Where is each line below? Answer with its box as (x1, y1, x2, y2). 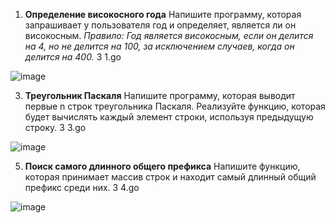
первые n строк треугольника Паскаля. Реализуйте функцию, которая (24, 100, 326, 112)
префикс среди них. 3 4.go (24, 182, 140, 193)
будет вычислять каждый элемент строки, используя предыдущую (24, 111, 314, 123)
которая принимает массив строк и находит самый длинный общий (24, 171, 317, 183)
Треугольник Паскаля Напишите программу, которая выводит (24, 90, 296, 101)
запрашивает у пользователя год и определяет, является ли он (24, 19, 297, 31)
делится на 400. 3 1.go (24, 51, 122, 63)
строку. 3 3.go (24, 122, 87, 133)
